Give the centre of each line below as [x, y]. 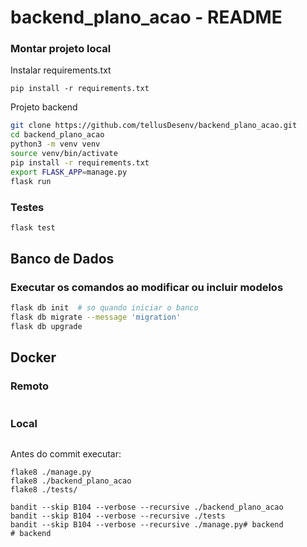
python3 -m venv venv [55, 144]
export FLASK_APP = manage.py [69, 172]
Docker [33, 357]
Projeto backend [44, 107]
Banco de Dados [62, 259]
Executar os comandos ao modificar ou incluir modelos [147, 288]
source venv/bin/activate [64, 154]
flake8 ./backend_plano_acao [71, 481]
